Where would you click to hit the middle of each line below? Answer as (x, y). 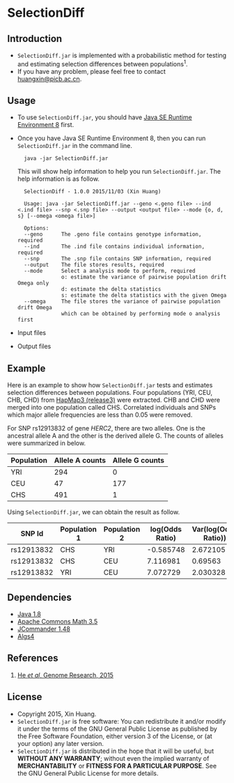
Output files (34, 346)
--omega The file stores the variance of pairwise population (122, 301)
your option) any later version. (61, 743)
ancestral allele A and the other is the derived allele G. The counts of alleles (116, 436)
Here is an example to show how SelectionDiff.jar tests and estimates (110, 385)
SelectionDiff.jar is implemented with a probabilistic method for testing (122, 55)
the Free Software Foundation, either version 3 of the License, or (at (115, 736)
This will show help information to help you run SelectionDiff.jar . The (119, 172)
